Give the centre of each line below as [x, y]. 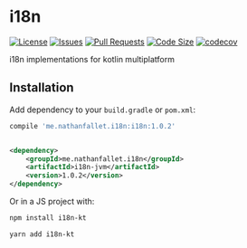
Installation [42, 88]
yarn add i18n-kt [42, 234]
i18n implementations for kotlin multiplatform [92, 59]
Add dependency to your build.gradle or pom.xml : [103, 110]
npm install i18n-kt [48, 218]
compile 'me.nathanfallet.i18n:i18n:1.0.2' [93, 126]
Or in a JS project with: [52, 201]
